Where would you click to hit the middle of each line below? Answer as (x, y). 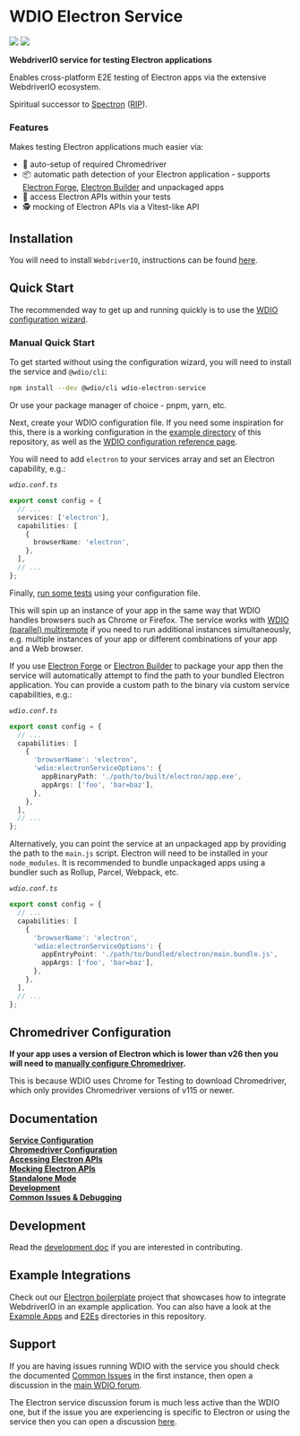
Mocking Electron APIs (52, 1169)
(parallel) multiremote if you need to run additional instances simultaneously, (150, 629)
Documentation (54, 1118)
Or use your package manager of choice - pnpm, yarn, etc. (118, 405)
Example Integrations (70, 1275)
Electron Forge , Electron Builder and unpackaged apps (123, 187)
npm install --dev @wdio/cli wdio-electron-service (107, 388)
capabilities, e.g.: (41, 694)
